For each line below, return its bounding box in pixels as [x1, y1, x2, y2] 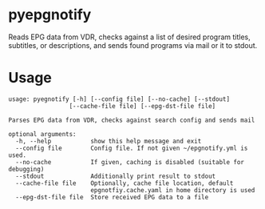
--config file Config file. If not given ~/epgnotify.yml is [15, 144, 248, 152]
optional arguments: [8, 130, 77, 138]
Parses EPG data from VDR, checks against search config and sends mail [8, 116, 255, 124]
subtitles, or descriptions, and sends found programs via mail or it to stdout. [8, 40, 258, 50]
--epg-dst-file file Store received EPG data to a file [15, 193, 209, 201]
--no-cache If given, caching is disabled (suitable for [15, 158, 245, 166]
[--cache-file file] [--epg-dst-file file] [69, 102, 216, 110]
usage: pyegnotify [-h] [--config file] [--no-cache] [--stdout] [8, 94, 230, 103]
